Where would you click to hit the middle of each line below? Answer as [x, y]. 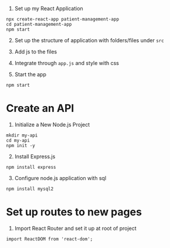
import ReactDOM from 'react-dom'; [50, 239]
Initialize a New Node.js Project [52, 124]
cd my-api [18, 140]
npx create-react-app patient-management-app [62, 19]
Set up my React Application [49, 9]
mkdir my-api [22, 135]
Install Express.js [35, 156]
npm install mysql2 [30, 189]
